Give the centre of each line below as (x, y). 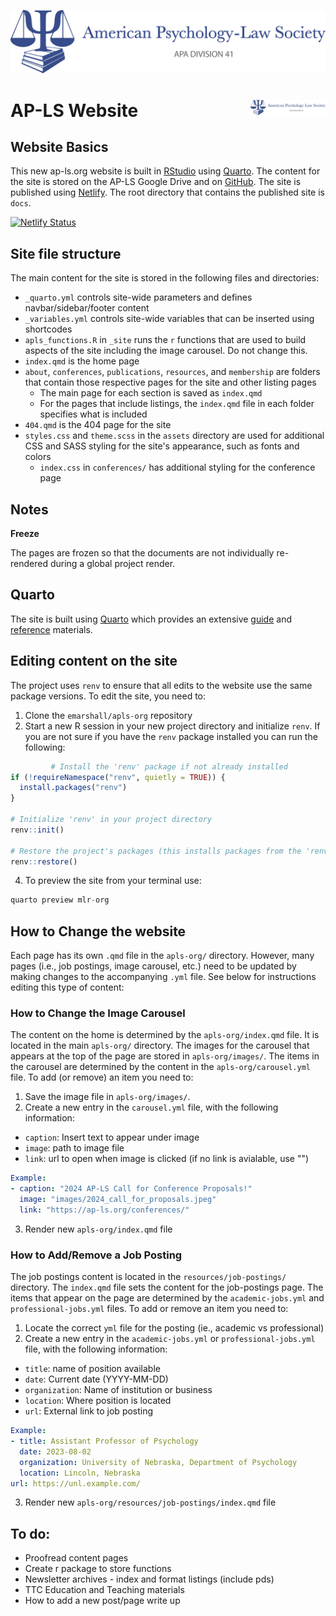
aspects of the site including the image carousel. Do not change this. (166, 351)
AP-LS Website (74, 110)
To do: (30, 1533)
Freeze (25, 534)
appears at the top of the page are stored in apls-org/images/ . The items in (165, 1056)
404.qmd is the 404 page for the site (98, 425)
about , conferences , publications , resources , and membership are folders (172, 372)
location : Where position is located (98, 1401)
